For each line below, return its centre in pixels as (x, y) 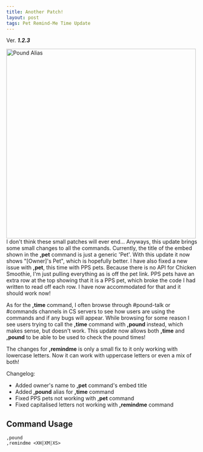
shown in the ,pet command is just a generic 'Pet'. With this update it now (98, 255)
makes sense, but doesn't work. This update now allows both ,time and (95, 331)
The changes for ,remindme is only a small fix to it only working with (92, 349)
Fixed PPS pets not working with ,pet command (75, 399)
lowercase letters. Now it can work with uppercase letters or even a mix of (99, 356)
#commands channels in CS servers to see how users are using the (91, 312)
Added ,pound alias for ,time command (65, 392)
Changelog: (21, 374)
